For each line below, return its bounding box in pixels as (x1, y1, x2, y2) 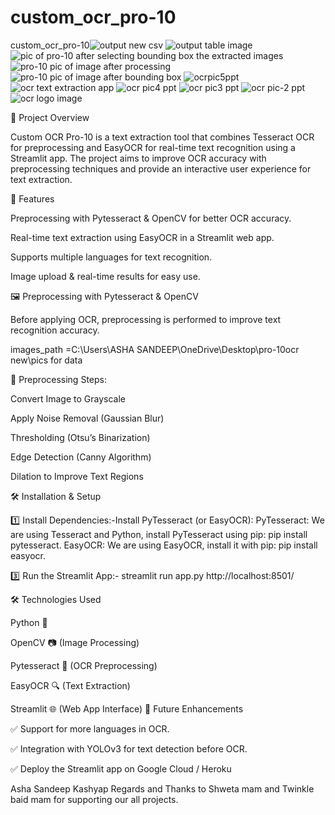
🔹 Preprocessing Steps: (10, 373, 107, 385)
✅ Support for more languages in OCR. (10, 722, 170, 735)
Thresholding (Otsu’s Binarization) (10, 431, 151, 443)
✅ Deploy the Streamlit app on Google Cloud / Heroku (10, 762, 232, 775)
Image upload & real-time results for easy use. (10, 270, 201, 282)
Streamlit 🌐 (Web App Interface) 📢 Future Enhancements (10, 702, 244, 715)
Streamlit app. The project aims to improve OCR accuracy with (10, 152, 267, 164)
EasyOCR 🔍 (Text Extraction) (10, 679, 131, 691)
